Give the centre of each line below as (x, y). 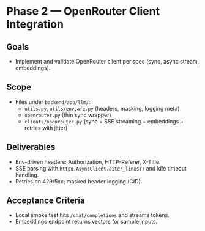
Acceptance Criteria (46, 201)
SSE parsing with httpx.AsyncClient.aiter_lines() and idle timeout (101, 168)
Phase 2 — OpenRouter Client (83, 11)
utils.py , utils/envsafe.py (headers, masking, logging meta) (102, 108)
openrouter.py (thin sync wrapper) (68, 115)
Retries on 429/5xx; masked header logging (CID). (79, 181)
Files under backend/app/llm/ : (53, 101)
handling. (27, 175)
